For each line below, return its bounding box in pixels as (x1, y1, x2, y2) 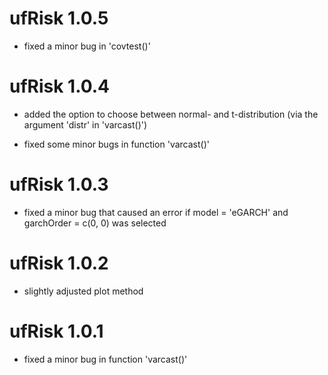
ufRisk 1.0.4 (9, 75, 111, 98)
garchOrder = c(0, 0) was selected (23, 217, 167, 229)
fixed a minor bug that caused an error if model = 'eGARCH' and (23, 206, 289, 218)
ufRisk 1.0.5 (9, 7, 109, 30)
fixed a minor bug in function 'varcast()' (23, 353, 188, 365)
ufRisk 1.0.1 (9, 320, 104, 342)
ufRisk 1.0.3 (9, 173, 109, 196)
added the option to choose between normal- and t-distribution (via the (23, 108, 319, 120)
